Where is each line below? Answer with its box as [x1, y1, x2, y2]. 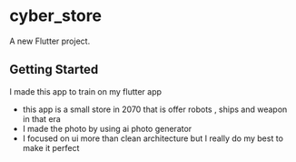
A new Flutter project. [9, 35, 91, 46]
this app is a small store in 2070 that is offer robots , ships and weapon [22, 104, 288, 115]
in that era [22, 113, 61, 124]
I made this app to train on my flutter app [9, 86, 162, 96]
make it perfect [22, 142, 80, 153]
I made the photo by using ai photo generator [22, 123, 192, 134]
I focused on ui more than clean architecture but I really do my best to [22, 133, 284, 144]
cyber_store [9, 5, 103, 26]
